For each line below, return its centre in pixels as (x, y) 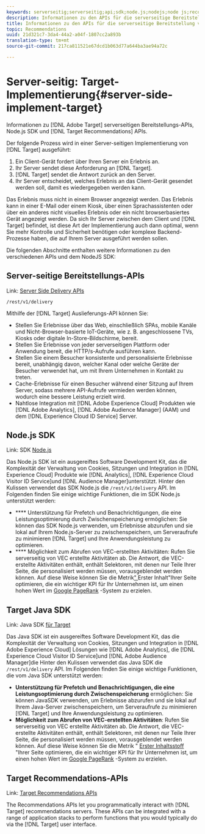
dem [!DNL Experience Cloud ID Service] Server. (76, 416)
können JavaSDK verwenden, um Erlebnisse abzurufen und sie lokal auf (106, 701)
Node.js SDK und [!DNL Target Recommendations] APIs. (77, 131)
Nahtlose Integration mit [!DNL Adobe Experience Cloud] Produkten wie (105, 403)
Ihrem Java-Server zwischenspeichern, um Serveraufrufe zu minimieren (106, 707)
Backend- (170, 232)
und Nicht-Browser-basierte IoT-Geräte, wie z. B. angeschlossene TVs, (104, 332)
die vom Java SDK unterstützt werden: (55, 676)
